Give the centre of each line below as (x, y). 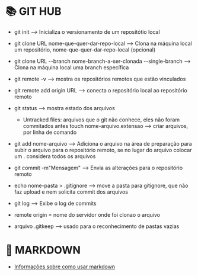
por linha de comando (50, 132)
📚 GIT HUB (33, 12)
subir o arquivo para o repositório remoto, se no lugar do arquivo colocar (103, 150)
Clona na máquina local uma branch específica (71, 67)
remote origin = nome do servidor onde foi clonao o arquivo (87, 214)
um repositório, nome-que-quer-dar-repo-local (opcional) (85, 49)
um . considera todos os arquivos (55, 156)
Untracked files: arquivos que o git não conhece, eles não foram (101, 120)
